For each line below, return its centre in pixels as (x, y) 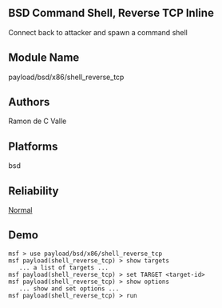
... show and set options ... (69, 288)
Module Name (44, 58)
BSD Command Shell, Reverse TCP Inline (111, 13)
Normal (20, 210)
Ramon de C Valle (38, 121)
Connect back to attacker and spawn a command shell (98, 32)
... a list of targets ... (64, 267)
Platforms (33, 146)
